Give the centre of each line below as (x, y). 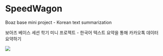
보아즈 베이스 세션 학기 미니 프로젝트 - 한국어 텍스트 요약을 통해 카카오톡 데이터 (82, 32)
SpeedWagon (34, 9)
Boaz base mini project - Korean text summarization (59, 22)
